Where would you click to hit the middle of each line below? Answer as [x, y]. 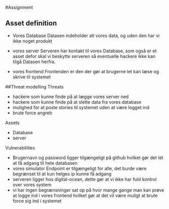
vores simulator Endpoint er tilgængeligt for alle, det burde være [80, 168]
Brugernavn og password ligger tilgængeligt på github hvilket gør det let [88, 158]
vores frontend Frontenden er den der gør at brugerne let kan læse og [86, 71]
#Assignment [19, 7]
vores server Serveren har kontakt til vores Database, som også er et [84, 51]
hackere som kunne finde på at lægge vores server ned [71, 97]
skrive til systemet [31, 77]
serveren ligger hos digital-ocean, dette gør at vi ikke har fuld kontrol [84, 179]
